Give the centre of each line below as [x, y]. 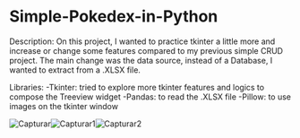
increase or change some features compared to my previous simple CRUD [146, 50]
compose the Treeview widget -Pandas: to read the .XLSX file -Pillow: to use [150, 97]
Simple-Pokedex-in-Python [114, 17]
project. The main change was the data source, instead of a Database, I [141, 60]
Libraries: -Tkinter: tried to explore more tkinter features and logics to [137, 87]
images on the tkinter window [64, 106]
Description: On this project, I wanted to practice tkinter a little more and [142, 41]
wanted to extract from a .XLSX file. [75, 70]
